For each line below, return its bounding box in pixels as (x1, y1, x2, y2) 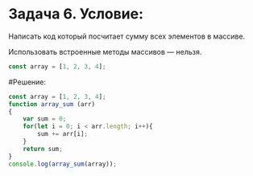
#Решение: (8, 77, 47, 87)
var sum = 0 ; (23, 115, 67, 123)
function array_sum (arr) (8, 100, 95, 108)
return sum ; (23, 145, 63, 153)
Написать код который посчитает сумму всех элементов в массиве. (8, 31, 246, 41)
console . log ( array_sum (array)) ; (8, 160, 117, 168)
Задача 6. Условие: (8, 5, 143, 23)
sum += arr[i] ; (37, 130, 89, 138)
